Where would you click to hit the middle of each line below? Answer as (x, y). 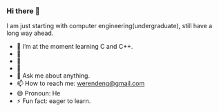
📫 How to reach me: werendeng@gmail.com (80, 83)
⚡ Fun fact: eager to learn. (54, 101)
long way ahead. (30, 33)
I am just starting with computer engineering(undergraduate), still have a (109, 26)
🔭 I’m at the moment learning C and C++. (75, 47)
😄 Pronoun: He (38, 93)
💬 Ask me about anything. (53, 76)
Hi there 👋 (23, 11)
